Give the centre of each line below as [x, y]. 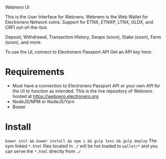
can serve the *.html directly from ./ [43, 151]
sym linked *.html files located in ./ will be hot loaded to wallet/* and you [82, 146]
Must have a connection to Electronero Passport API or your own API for [86, 85]
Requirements [35, 72]
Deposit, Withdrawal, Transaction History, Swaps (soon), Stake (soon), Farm [83, 37]
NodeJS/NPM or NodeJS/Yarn [43, 101]
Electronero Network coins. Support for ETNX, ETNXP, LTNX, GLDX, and [79, 22]
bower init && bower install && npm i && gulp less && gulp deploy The [81, 141]
